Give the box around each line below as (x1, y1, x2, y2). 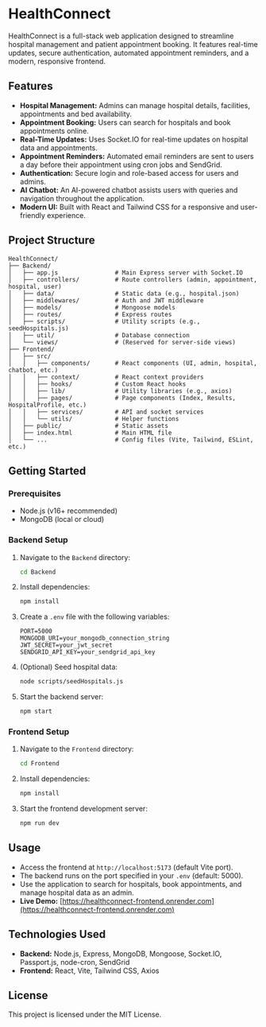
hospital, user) (8, 282, 62, 290)
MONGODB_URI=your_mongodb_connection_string (19, 634, 170, 643)
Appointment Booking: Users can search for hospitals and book (19, 117, 231, 127)
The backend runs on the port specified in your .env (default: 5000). (19, 870, 244, 880)
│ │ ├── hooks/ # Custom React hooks (8, 379, 187, 388)
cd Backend (19, 568, 56, 576)
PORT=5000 (19, 628, 53, 636)
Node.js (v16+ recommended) (19, 506, 118, 515)
